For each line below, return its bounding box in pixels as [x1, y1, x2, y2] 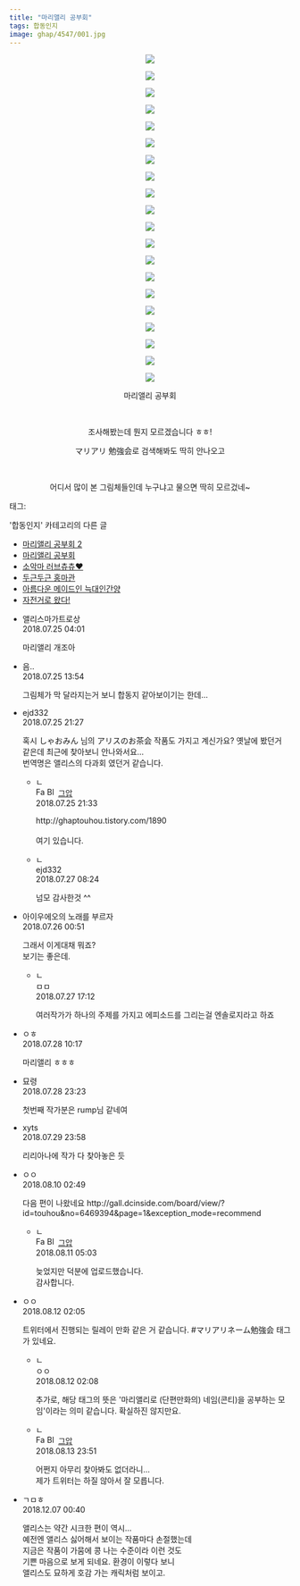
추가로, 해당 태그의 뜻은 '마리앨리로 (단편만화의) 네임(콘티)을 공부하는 [35, 1395, 277, 1406]
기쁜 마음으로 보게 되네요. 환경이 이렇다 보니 [21, 1557, 176, 1567]
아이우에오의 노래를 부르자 [21, 911, 114, 922]
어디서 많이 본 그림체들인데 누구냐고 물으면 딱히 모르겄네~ [49, 482, 251, 492]
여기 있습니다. [35, 835, 84, 846]
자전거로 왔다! [21, 595, 71, 606]
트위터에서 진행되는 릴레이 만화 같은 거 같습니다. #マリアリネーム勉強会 [21, 1324, 275, 1336]
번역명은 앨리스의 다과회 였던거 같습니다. [21, 758, 163, 768]
